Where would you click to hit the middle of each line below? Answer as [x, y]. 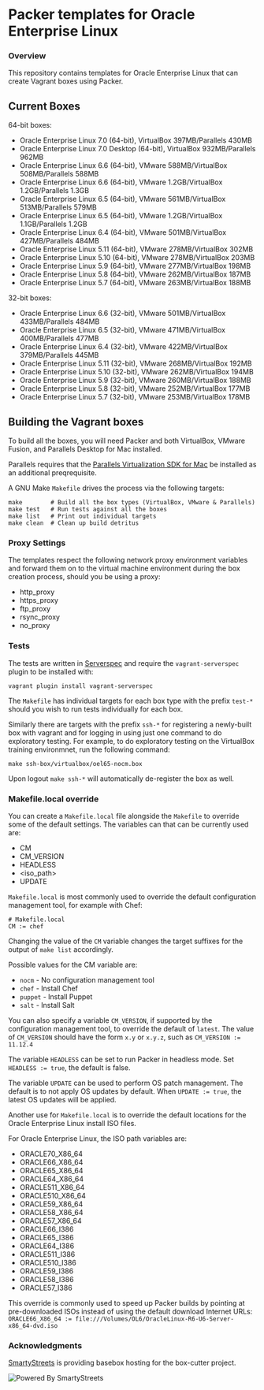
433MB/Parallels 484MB [59, 321]
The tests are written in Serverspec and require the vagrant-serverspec [124, 663]
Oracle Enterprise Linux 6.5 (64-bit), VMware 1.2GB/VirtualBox [121, 216]
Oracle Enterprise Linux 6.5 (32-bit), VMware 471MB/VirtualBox [123, 330]
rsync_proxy [40, 617]
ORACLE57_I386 [46, 1288]
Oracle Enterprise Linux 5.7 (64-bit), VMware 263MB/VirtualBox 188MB [135, 283]
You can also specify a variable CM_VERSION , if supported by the [110, 1020]
